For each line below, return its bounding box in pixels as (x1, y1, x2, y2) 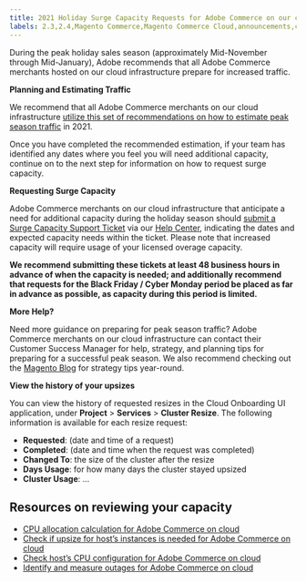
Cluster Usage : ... (22, 473, 90, 484)
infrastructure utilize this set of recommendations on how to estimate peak (9, 111, 290, 122)
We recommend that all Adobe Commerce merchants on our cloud (9, 101, 259, 112)
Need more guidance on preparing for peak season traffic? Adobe (9, 323, 258, 334)
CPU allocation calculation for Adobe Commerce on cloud (22, 524, 240, 535)
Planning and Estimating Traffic (9, 84, 131, 95)
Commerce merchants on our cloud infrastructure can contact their (9, 333, 262, 344)
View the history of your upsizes (9, 380, 135, 391)
